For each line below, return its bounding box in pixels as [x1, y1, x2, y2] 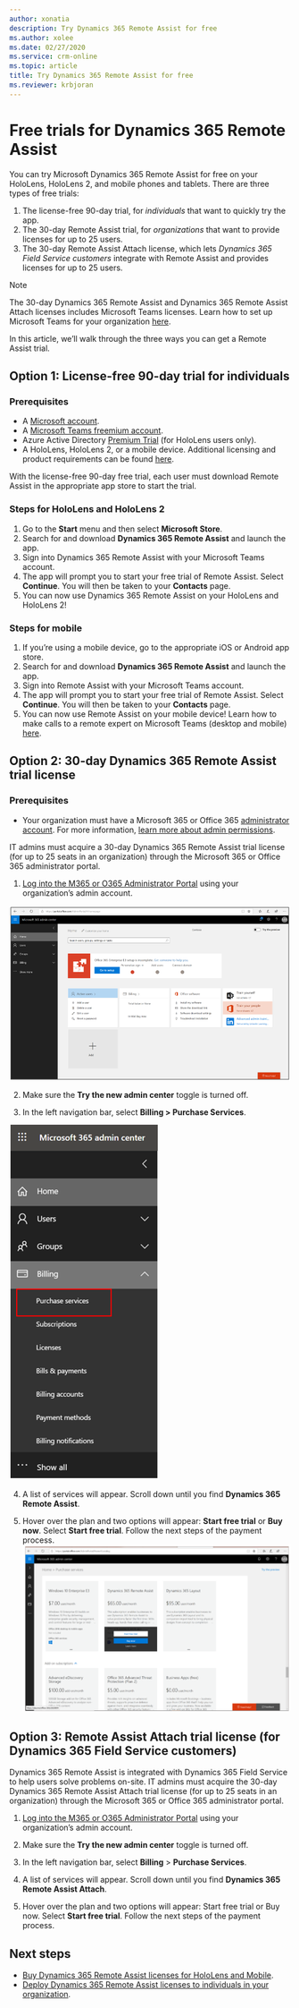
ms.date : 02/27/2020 [9, 43, 87, 52]
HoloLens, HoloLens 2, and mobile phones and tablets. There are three [9, 178, 270, 189]
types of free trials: [9, 188, 79, 199]
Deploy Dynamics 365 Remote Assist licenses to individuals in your [21, 1978, 270, 1990]
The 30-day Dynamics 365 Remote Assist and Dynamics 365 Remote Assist [9, 296, 288, 308]
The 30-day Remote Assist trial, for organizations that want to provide [21, 224, 280, 234]
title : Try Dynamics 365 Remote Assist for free [9, 72, 194, 81]
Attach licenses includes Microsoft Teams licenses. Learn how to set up [9, 306, 273, 317]
